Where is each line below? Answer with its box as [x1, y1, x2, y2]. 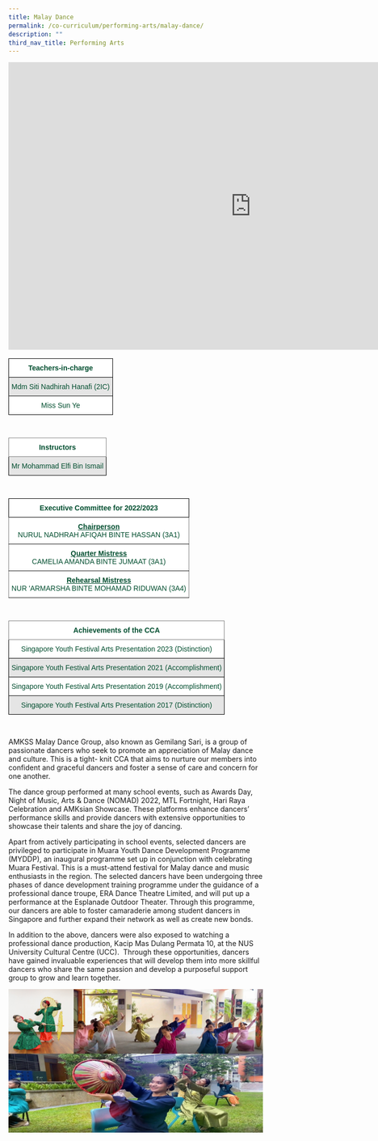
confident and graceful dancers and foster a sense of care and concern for [8, 763, 258, 772]
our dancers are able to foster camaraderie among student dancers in [8, 906, 241, 915]
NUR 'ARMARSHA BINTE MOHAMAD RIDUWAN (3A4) [11, 584, 187, 594]
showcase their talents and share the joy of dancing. [8, 822, 183, 831]
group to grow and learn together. [8, 973, 121, 983]
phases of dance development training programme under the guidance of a [8, 880, 259, 890]
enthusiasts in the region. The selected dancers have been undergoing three [8, 872, 263, 881]
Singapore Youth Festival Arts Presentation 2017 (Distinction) [21, 700, 212, 710]
